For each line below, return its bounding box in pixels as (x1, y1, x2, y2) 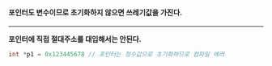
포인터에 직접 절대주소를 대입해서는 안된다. (8, 35, 142, 44)
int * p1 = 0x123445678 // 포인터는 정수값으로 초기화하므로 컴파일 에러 (8, 51, 225, 59)
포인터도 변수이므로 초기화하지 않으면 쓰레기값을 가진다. (8, 7, 183, 17)
